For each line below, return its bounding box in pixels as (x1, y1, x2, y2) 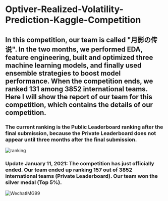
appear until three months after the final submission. (5, 136, 137, 143)
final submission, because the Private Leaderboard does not (5, 129, 156, 137)
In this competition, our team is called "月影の (5, 35, 151, 44)
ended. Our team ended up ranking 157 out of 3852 (5, 166, 133, 173)
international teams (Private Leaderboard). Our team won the (5, 172, 158, 179)
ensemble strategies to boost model (5, 69, 121, 78)
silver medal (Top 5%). (5, 179, 62, 186)
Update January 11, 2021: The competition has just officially (5, 160, 155, 167)
